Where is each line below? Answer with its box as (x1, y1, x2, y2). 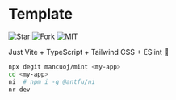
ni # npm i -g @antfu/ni (8, 77, 95, 85)
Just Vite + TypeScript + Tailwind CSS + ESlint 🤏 (8, 47, 170, 56)
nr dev (8, 85, 31, 94)
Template (8, 5, 73, 23)
